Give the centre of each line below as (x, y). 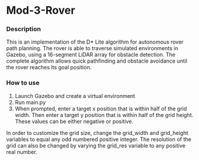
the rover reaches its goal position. (49, 67)
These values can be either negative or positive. (74, 121)
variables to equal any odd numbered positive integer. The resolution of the (99, 139)
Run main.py (30, 102)
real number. (22, 152)
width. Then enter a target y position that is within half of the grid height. (104, 115)
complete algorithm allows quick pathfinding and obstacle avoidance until (97, 61)
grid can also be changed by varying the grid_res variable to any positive (96, 145)
